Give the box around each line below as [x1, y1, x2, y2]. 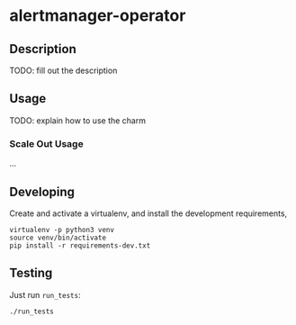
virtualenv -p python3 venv [9, 225, 115, 234]
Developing [9, 184, 75, 199]
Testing [9, 266, 53, 281]
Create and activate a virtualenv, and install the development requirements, [9, 208, 288, 219]
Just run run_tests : [9, 289, 81, 300]
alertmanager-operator [9, 5, 186, 26]
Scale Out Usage [9, 137, 84, 149]
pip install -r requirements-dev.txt [9, 240, 151, 250]
